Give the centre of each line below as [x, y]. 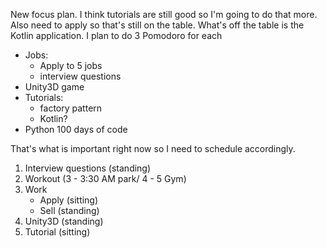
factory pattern [71, 108]
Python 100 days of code [76, 129]
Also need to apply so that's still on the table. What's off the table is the [157, 25]
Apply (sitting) [69, 200]
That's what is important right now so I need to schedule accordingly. [153, 148]
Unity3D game [54, 87]
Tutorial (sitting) [57, 232]
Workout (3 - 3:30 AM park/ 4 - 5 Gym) [105, 178]
